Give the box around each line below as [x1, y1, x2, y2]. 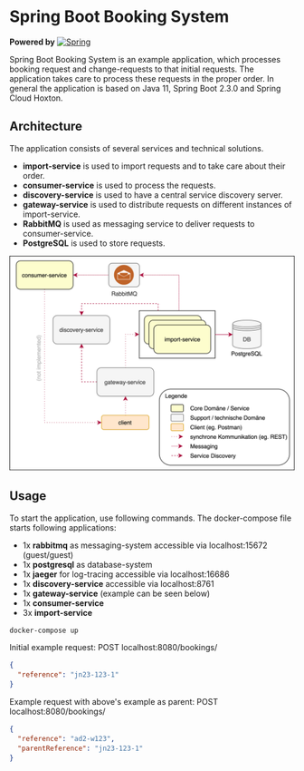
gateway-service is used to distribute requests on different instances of [22, 199, 292, 210]
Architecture [9, 119, 83, 134]
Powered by [9, 36, 56, 47]
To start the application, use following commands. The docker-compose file [9, 512, 292, 523]
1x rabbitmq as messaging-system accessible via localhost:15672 [22, 540, 269, 551]
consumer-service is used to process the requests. [22, 180, 216, 190]
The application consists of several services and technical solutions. [9, 142, 264, 153]
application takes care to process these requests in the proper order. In [9, 73, 274, 83]
